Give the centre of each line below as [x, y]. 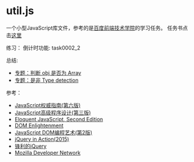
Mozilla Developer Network [48, 153]
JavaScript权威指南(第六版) [48, 105]
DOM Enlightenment [39, 125]
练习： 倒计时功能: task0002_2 [43, 48]
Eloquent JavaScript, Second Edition [59, 119]
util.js [20, 11]
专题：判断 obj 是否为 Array [48, 72]
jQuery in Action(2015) [42, 139]
